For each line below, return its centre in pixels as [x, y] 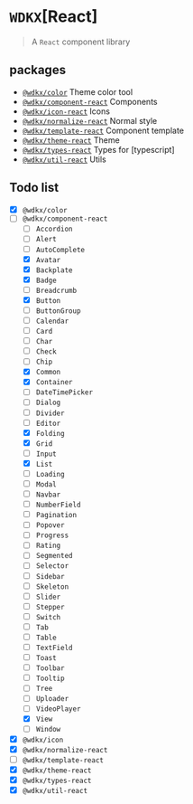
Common [48, 373]
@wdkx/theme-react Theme [71, 140]
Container [55, 383]
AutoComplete [60, 250]
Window [48, 730]
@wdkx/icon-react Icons [66, 111]
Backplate [55, 270]
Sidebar [50, 576]
